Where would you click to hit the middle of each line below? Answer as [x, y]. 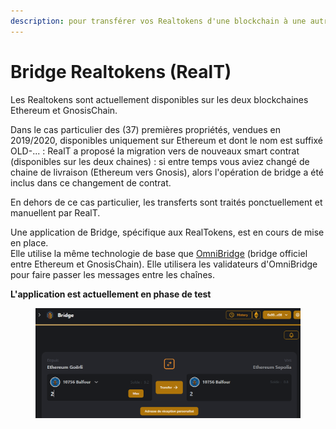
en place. [29, 242]
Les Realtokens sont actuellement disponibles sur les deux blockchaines [159, 99]
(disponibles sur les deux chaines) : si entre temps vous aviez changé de [160, 161]
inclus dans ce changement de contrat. [91, 182]
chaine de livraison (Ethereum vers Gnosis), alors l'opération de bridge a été [167, 172]
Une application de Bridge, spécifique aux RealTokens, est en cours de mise [167, 232]
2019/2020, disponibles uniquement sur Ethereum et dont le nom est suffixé [166, 140]
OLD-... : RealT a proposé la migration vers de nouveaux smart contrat [155, 151]
